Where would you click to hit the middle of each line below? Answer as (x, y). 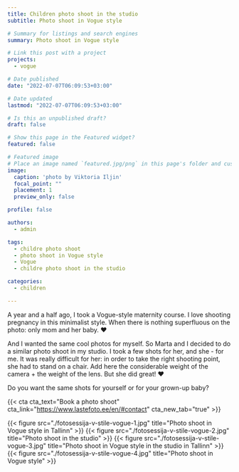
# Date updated (30, 98)
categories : (25, 282)
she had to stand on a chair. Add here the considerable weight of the (108, 366)
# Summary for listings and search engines (73, 34)
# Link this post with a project (57, 53)
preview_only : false (44, 197)
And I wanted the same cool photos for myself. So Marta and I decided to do (119, 344)
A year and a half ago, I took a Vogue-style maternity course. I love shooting (119, 314)
